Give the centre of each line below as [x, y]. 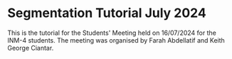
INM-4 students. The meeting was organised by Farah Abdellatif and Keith [116, 40]
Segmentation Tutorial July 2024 [107, 13]
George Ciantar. [31, 48]
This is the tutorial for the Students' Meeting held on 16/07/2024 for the [112, 33]
